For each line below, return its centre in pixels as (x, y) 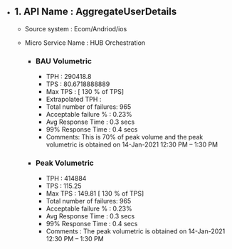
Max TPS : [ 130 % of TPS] (85, 92)
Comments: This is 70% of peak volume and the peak (125, 137)
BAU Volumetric (64, 61)
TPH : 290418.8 (69, 77)
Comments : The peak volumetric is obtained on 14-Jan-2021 (136, 231)
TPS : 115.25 (64, 186)
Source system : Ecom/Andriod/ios (76, 28)
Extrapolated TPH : (74, 100)
